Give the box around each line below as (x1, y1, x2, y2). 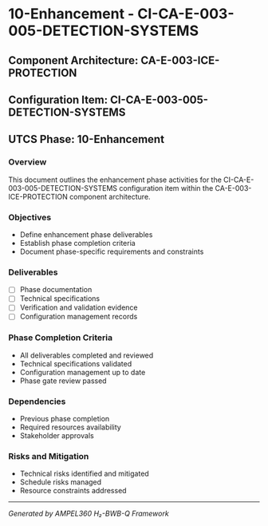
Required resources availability (19, 422, 121, 432)
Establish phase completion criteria (19, 238, 136, 247)
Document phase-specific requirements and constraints (19, 247, 204, 256)
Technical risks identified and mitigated (19, 469, 149, 479)
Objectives (8, 212, 52, 223)
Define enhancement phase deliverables (19, 229, 153, 239)
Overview (8, 156, 47, 168)
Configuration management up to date (19, 367, 146, 377)
